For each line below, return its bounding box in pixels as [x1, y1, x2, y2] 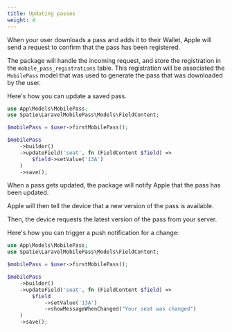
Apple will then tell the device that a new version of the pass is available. [7, 202, 214, 210]
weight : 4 [7, 17, 36, 24]
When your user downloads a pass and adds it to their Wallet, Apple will [7, 35, 212, 44]
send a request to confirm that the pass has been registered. [7, 43, 180, 51]
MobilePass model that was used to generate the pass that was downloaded [7, 71, 223, 80]
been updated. [7, 188, 49, 197]
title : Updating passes [7, 10, 76, 17]
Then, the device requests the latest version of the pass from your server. [7, 215, 217, 223]
